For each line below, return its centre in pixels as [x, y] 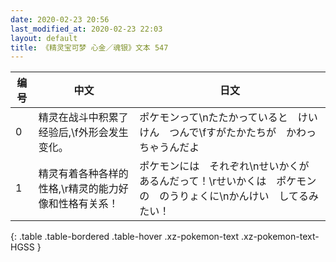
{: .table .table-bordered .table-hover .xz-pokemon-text [125, 237]
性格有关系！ [88, 204]
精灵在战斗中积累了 [83, 118]
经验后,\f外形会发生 [83, 133]
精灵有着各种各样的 [83, 174]
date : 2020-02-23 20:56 [60, 19]
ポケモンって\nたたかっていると [213, 118]
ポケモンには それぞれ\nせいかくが [224, 166]
